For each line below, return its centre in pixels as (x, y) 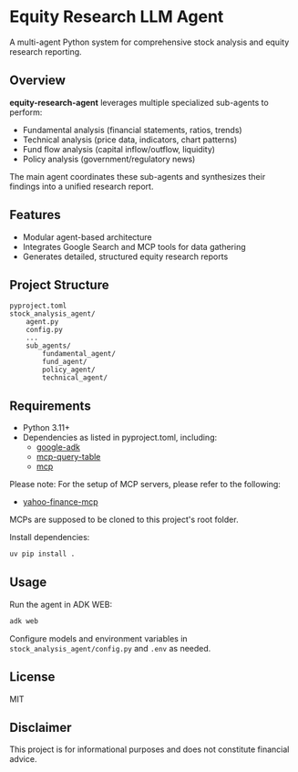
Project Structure (59, 285)
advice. (23, 759)
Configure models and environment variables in (99, 638)
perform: (26, 112)
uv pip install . (42, 554)
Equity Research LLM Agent (117, 17)
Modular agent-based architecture (87, 237)
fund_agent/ (65, 362)
